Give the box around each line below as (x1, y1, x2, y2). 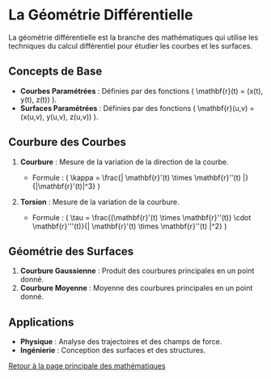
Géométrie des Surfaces (8, 245, 134, 258)
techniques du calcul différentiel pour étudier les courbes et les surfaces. (8, 40, 253, 50)
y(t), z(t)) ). (19, 95, 57, 104)
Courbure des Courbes (8, 135, 127, 149)
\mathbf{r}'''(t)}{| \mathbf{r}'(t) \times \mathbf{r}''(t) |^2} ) (32, 221, 227, 231)
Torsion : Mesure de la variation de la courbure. (19, 197, 180, 207)
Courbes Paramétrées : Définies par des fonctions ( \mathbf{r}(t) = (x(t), (19, 86, 264, 96)
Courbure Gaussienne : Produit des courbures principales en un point (19, 266, 255, 276)
